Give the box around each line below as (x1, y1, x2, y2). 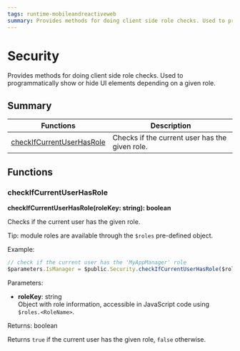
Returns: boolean (7, 321, 59, 330)
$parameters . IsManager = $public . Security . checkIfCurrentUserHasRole (7, 265, 219, 273)
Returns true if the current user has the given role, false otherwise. (7, 335, 206, 343)
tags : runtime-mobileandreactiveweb (7, 10, 116, 18)
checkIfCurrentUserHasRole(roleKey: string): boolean (7, 203, 171, 212)
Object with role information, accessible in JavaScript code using (17, 300, 209, 308)
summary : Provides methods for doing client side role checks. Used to (7, 17, 225, 24)
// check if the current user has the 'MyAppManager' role (7, 258, 187, 266)
